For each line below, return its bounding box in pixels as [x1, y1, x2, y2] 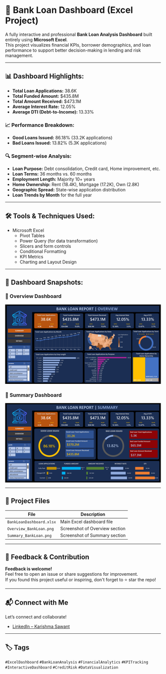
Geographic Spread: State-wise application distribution [12, 187, 126, 193]
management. [5, 52, 34, 59]
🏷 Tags [5, 643, 30, 652]
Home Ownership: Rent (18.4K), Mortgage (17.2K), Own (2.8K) [12, 182, 140, 187]
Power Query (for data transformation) [19, 238, 98, 244]
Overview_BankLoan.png [7, 526, 54, 531]
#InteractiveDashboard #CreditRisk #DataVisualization [5, 665, 119, 670]
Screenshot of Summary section [60, 533, 126, 539]
